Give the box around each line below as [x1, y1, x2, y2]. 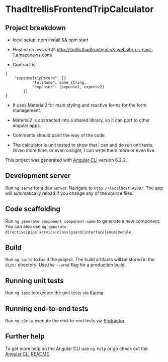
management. [12, 107, 42, 113]
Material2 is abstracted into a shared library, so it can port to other [12, 117, 150, 123]
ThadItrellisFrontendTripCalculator [5, 4, 154, 15]
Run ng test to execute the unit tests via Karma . [5, 290, 105, 296]
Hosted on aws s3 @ [12, 47, 56, 52]
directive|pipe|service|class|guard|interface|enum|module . [5, 228, 133, 234]
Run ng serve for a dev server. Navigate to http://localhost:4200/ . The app [5, 185, 163, 191]
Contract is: [12, 62, 37, 67]
